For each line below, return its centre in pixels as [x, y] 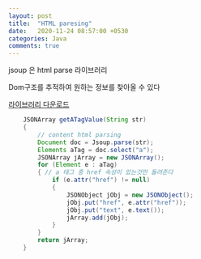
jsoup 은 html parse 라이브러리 [58, 70]
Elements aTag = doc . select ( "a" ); [96, 150]
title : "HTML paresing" [50, 23]
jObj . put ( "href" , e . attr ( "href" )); [126, 202]
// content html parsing [79, 134]
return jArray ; [63, 240]
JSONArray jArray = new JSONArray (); [101, 157]
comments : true [34, 46]
